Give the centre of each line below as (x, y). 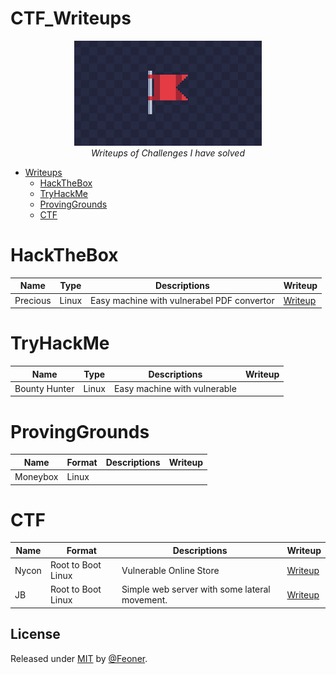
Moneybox (36, 476)
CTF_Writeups (71, 18)
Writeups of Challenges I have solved (168, 153)
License (35, 634)
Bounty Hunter (44, 388)
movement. (144, 600)
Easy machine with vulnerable (175, 388)
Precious (33, 300)
